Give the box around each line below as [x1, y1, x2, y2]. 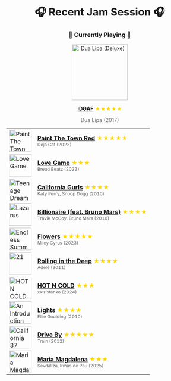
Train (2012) [37, 338, 65, 344]
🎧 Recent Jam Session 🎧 [34, 5, 165, 19]
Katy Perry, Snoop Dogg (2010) [37, 190, 105, 197]
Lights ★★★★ [37, 305, 82, 314]
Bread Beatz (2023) [37, 165, 80, 172]
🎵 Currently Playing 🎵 [68, 31, 131, 39]
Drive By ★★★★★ [37, 330, 95, 339]
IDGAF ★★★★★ [77, 105, 122, 113]
